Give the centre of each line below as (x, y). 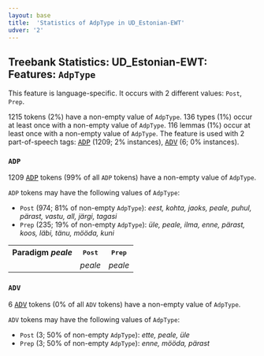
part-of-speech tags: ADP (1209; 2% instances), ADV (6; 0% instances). (124, 142)
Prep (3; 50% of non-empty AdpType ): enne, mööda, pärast (115, 343)
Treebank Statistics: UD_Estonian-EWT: (108, 62)
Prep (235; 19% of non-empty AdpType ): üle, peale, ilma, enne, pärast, (132, 224)
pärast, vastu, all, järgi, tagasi (68, 217)
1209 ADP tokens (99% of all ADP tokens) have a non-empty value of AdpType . (132, 177)
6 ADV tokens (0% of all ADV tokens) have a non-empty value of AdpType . (125, 304)
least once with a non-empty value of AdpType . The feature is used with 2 (126, 134)
